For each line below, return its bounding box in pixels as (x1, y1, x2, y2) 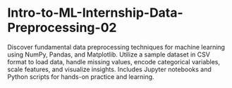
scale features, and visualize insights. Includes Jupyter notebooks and (7, 65, 212, 73)
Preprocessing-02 (7, 20, 117, 36)
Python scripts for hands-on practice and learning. (7, 72, 154, 81)
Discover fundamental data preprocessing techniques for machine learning (7, 43, 226, 51)
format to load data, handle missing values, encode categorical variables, (7, 57, 221, 66)
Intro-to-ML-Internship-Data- (7, 5, 183, 21)
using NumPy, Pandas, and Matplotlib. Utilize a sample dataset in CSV (7, 50, 210, 59)
